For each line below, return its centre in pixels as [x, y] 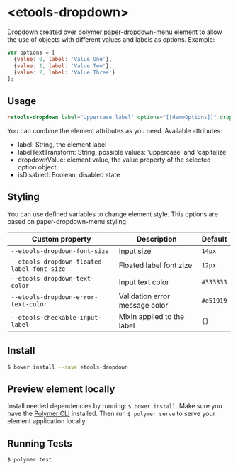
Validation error [144, 296]
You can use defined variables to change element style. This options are [113, 214]
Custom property [61, 239]
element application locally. [47, 421]
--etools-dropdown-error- [55, 297]
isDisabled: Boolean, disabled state [69, 175]
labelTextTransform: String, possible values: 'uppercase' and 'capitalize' [123, 152]
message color [143, 305]
